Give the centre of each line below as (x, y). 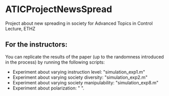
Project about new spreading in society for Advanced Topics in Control (79, 23)
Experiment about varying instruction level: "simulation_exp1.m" (79, 72)
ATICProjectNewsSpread (59, 9)
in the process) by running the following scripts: (55, 62)
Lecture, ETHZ (20, 28)
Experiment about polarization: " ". (48, 88)
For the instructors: (36, 45)
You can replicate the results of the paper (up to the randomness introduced (85, 57)
